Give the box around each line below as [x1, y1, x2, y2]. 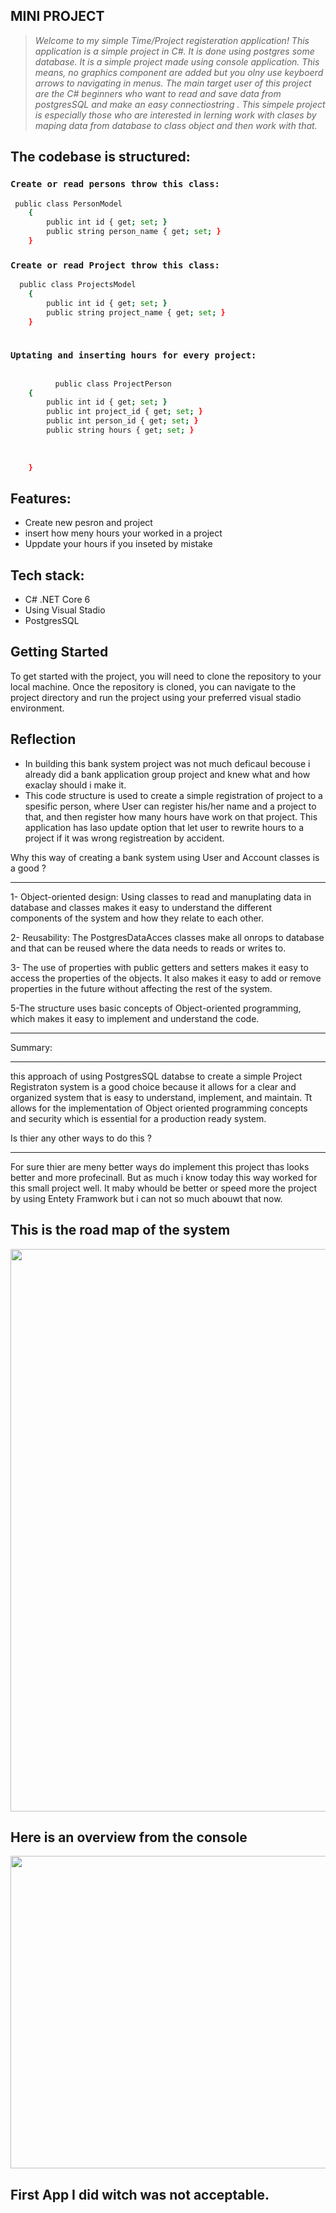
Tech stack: [10, 567, 85, 584]
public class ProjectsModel [19, 280, 137, 290]
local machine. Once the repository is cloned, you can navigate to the [10, 680, 297, 693]
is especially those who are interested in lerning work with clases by [34, 109, 317, 121]
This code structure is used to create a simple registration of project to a [24, 789, 323, 801]
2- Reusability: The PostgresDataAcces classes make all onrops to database [10, 931, 325, 943]
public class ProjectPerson [54, 379, 172, 389]
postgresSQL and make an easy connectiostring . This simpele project [34, 98, 326, 110]
